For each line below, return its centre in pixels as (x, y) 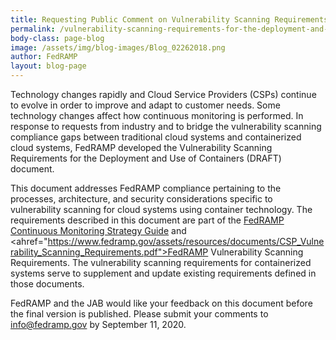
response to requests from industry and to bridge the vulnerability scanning (166, 126)
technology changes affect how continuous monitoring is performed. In (157, 115)
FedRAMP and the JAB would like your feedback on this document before (161, 303)
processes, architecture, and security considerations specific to (141, 199)
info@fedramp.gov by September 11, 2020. (98, 324)
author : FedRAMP (44, 57)
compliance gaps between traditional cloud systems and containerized (156, 137)
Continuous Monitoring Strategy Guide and (98, 230)
